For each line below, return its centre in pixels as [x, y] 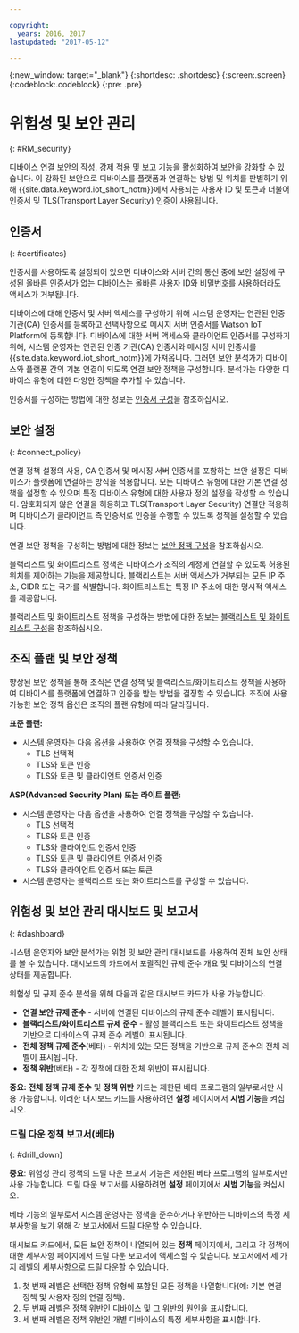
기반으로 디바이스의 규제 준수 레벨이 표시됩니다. [104, 1034]
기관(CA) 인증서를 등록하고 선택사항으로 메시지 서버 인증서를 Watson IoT [136, 325]
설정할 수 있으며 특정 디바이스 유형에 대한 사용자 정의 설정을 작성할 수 [145, 493]
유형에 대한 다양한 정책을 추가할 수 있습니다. [109, 380]
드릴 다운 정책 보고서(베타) [62, 1135]
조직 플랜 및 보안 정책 [63, 658]
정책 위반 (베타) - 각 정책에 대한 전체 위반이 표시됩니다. [116, 1068]
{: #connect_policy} [46, 452]
